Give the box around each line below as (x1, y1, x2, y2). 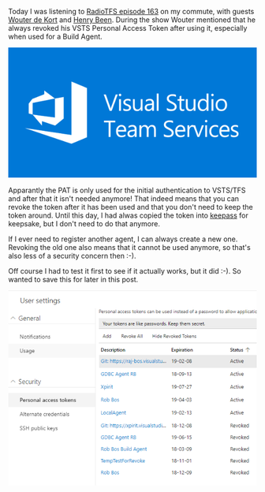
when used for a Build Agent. (8, 32, 103, 41)
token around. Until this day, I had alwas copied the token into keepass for (8, 211, 248, 220)
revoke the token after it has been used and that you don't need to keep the (8, 202, 254, 211)
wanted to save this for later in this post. (8, 274, 139, 284)
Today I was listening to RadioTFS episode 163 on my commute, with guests (8, 7, 255, 16)
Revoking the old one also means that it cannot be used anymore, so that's (8, 242, 251, 252)
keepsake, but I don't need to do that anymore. (8, 218, 160, 228)
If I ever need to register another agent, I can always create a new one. (8, 234, 238, 244)
